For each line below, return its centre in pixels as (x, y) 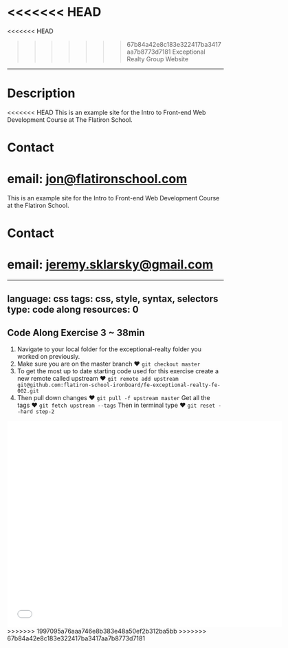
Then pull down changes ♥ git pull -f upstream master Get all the (114, 398)
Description (41, 93)
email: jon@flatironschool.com (97, 179)
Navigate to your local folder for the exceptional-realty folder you (109, 349)
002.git (28, 391)
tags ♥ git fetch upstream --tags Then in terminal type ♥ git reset (116, 405)
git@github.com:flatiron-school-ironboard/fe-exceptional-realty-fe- (119, 385)
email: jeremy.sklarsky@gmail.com (110, 265)
